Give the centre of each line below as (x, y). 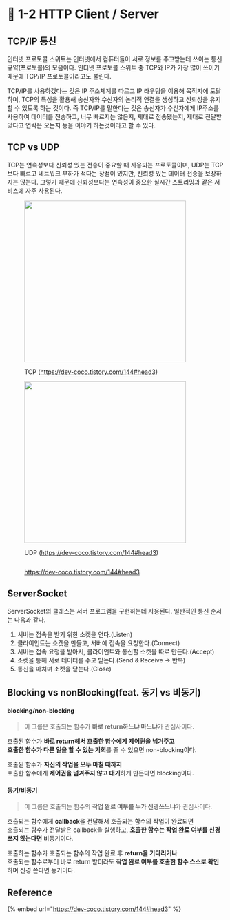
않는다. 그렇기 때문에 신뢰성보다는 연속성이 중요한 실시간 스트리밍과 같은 (116, 182)
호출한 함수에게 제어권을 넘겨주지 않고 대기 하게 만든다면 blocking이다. (101, 773)
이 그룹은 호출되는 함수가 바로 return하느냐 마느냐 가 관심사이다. (109, 726)
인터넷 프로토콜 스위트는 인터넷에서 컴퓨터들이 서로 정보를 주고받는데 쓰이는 (108, 59)
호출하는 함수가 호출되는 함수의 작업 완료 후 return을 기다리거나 (92, 853)
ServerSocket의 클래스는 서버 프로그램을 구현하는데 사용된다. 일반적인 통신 (108, 611)
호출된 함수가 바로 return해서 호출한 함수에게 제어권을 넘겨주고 (91, 741)
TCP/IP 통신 (32, 41)
